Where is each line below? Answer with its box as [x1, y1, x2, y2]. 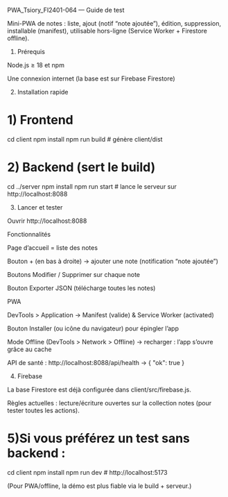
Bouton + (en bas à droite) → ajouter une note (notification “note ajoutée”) [7, 257, 218, 265]
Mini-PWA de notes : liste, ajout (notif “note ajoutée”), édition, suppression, [7, 19, 222, 27]
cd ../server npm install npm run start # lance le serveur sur [7, 182, 177, 190]
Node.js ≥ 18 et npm [7, 61, 64, 69]
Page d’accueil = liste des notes [7, 243, 98, 252]
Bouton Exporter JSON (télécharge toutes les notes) [7, 284, 156, 292]
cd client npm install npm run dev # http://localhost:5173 [7, 468, 168, 476]
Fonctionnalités [7, 230, 51, 238]
